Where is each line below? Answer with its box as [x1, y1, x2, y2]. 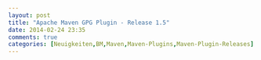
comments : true [8, 33, 58, 41]
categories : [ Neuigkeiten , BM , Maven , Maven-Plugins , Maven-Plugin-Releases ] [8, 41, 255, 48]
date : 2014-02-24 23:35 [8, 26, 86, 34]
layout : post [8, 11, 51, 19]
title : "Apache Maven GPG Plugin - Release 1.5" [8, 19, 170, 26]
